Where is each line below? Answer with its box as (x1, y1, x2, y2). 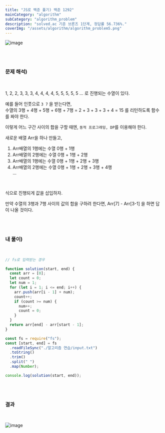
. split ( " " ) (9, 359, 35, 364)
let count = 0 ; (9, 275, 41, 281)
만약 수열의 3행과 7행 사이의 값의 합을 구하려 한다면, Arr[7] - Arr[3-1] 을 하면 (5, 201, 155, 207)
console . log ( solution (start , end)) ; (5, 373, 81, 378)
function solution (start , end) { (5, 266, 75, 271)
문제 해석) (5, 68, 27, 75)
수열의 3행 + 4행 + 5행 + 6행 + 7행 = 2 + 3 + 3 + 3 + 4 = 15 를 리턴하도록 (5, 107, 150, 113)
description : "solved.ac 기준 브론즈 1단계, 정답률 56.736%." (5, 21, 127, 27)
